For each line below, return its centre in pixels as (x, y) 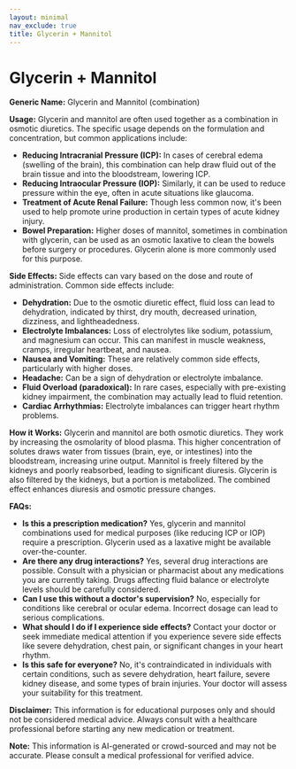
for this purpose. (52, 259)
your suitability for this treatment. (82, 693)
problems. (40, 416)
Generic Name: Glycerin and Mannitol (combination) (105, 102)
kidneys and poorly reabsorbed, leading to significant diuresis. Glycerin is (143, 470)
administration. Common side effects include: (92, 285)
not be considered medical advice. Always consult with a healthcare (133, 719)
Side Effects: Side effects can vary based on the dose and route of (131, 276)
